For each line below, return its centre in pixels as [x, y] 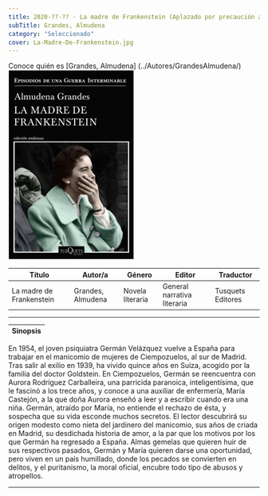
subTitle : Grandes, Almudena [57, 25]
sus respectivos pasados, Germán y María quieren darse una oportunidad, [130, 450]
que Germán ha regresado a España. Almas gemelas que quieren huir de [128, 442]
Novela [135, 290]
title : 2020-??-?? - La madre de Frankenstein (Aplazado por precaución [132, 17]
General [175, 286]
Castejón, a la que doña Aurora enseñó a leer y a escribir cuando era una [128, 399]
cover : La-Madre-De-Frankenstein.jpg [71, 42]
